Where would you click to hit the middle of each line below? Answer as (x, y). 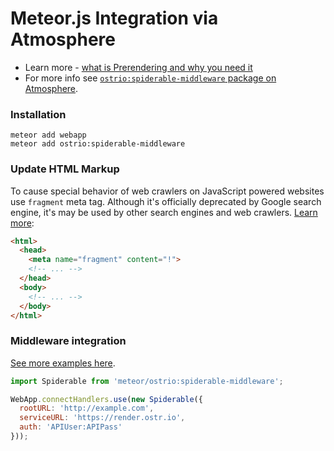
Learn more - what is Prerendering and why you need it (138, 67)
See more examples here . (63, 363)
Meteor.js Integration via (114, 18)
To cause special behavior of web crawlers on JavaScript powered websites (167, 191)
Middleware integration (68, 341)
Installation (38, 114)
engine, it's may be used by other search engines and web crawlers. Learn (164, 212)
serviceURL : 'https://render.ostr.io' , (102, 418)
